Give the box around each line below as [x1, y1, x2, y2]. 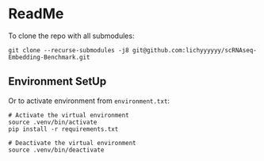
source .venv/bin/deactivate [8, 146, 105, 154]
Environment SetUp [8, 75, 107, 88]
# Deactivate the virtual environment [8, 139, 136, 147]
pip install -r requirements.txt [8, 125, 119, 133]
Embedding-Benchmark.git [8, 53, 90, 61]
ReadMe [8, 5, 64, 23]
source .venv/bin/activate [8, 118, 98, 126]
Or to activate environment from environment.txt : [8, 96, 170, 105]
